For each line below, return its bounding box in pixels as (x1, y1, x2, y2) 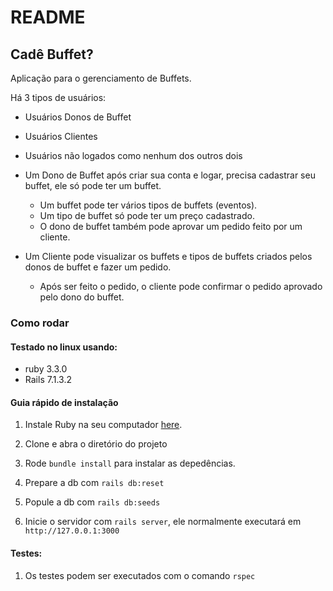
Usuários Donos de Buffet (24, 111, 132, 123)
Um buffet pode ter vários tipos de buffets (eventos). (39, 199, 258, 211)
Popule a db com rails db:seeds (24, 496, 161, 508)
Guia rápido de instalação (10, 396, 119, 408)
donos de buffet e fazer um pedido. (24, 261, 172, 273)
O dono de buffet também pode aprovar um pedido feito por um (39, 221, 303, 232)
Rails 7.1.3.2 (24, 374, 72, 386)
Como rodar (10, 316, 70, 330)
